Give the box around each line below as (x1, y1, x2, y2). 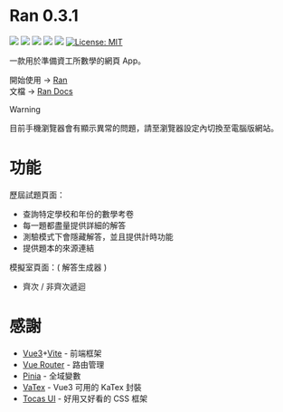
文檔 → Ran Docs (9, 85, 74, 96)
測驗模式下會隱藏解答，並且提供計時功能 (22, 231, 174, 242)
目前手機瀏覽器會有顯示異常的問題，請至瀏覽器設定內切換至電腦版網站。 (9, 122, 278, 133)
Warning (9, 103, 41, 114)
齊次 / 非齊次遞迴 (22, 281, 86, 292)
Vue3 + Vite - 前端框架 (22, 348, 102, 359)
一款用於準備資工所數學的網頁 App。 (9, 55, 146, 66)
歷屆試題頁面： (9, 189, 65, 200)
